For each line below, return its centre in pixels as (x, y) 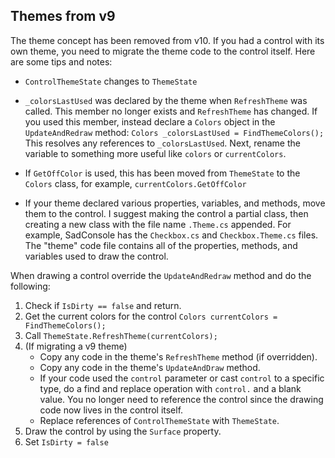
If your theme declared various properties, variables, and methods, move (175, 203)
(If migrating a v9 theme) (76, 346)
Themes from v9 (63, 16)
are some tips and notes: (61, 61)
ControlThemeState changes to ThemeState (111, 81)
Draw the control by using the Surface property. (123, 431)
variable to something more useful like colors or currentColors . (155, 153)
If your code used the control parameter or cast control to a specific (182, 378)
